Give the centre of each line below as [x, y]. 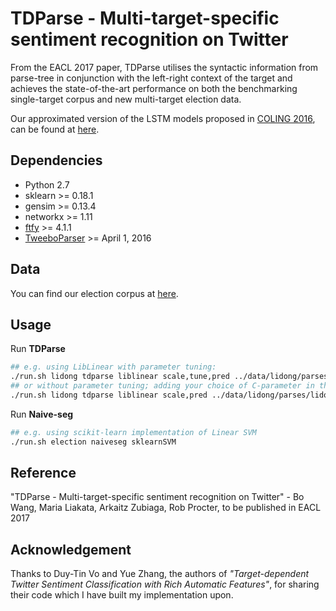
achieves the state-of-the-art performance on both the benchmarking [154, 88]
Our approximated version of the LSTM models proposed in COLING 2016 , [163, 118]
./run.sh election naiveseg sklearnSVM [93, 442]
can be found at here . [55, 129]
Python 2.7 [47, 184]
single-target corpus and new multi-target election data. [126, 99]
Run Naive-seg [42, 414]
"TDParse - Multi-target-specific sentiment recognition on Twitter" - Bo [157, 497]
